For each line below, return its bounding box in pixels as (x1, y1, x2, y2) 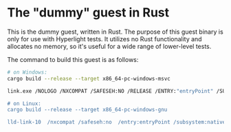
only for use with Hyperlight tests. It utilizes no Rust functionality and (7, 34, 202, 43)
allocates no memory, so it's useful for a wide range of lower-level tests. (7, 42, 212, 50)
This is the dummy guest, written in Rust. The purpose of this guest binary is (7, 27, 223, 36)
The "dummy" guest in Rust (7, 5, 170, 21)
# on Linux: (7, 100, 41, 107)
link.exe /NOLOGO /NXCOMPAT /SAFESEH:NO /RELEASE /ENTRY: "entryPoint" (7, 87, 214, 94)
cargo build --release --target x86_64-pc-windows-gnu (7, 107, 168, 113)
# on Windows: (7, 69, 48, 76)
